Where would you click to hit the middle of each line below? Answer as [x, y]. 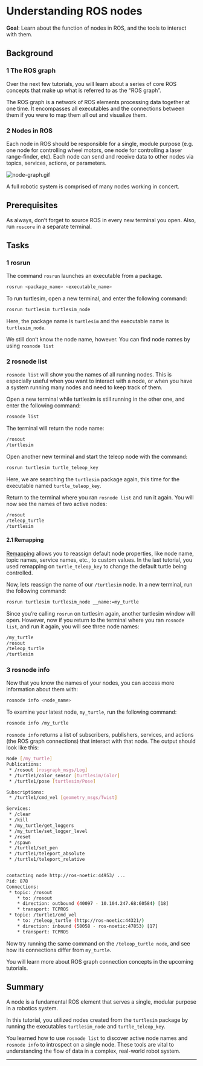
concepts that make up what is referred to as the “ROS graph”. [84, 90]
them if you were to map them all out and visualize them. [76, 115]
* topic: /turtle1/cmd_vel [43, 915]
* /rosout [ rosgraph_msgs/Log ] [48, 770]
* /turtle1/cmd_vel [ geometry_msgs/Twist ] [63, 798]
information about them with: [42, 689]
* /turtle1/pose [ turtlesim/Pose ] [52, 781]
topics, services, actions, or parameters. [56, 163]
